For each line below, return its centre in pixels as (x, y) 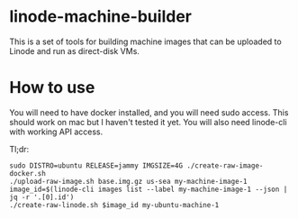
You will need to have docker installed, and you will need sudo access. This (149, 112)
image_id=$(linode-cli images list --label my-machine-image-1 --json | (149, 189)
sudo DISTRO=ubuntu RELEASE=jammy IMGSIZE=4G (96, 165)
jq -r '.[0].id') (42, 197)
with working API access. (56, 132)
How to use (52, 88)
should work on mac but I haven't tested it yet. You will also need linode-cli (148, 122)
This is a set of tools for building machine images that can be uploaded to (145, 41)
